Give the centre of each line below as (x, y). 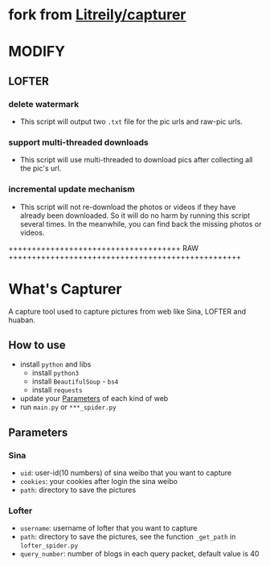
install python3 (55, 373)
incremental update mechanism (72, 189)
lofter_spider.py (49, 546)
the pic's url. (41, 168)
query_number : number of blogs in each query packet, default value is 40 (139, 554)
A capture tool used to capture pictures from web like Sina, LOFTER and (127, 311)
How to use (37, 345)
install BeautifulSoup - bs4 (75, 381)
